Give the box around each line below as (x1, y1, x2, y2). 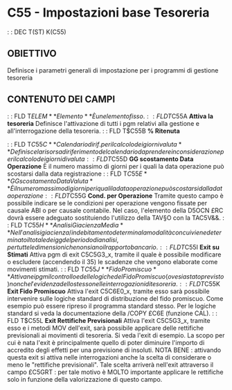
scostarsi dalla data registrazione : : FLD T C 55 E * (7, 169, 148, 178)
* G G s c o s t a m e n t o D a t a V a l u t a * (7, 176, 93, 185)
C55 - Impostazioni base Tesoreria (7, 5, 210, 21)
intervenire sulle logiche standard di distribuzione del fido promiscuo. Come (7, 294, 224, 302)
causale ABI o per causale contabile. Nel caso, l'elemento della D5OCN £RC (7, 206, 224, 214)
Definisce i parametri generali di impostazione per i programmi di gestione (7, 66, 219, 74)
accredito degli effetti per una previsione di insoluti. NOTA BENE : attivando (7, 346, 222, 354)
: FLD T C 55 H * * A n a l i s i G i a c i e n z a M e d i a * (7, 221, 123, 229)
